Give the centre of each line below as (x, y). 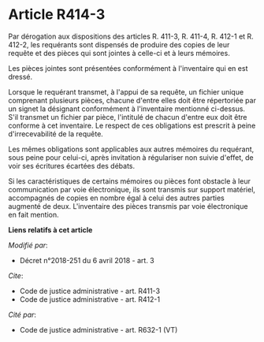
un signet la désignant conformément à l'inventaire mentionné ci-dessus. (127, 109)
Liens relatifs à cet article (50, 229)
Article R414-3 (57, 15)
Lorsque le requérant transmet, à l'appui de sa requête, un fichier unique (126, 91)
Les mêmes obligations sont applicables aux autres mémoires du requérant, (131, 149)
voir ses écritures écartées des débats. (72, 165)
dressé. (20, 76)
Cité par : (22, 314)
